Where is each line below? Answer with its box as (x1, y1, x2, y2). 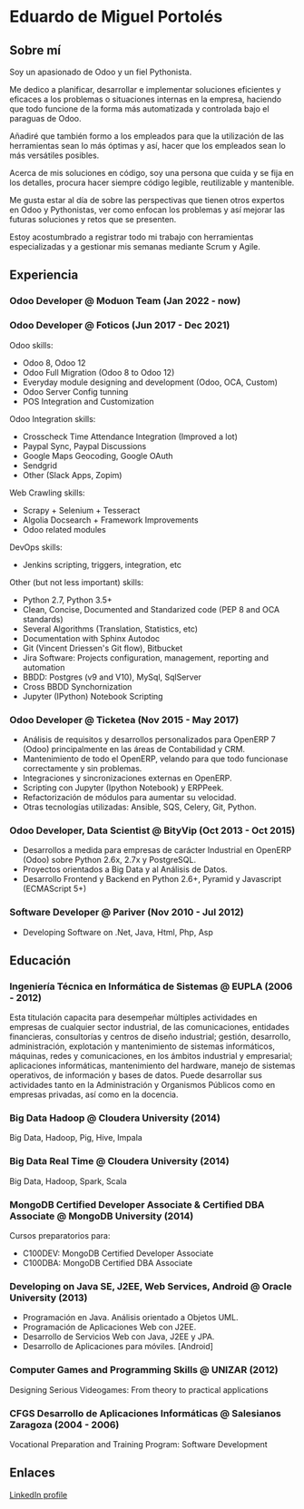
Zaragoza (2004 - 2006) (9, 1418, 120, 1431)
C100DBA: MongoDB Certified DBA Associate (22, 1258, 193, 1269)
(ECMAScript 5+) (22, 883, 87, 895)
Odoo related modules (22, 524, 106, 534)
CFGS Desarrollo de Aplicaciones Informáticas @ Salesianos (9, 1406, 281, 1419)
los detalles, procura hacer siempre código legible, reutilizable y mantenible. (9, 177, 295, 188)
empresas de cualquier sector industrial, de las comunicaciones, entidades (9, 1022, 290, 1033)
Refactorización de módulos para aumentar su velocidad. (22, 791, 237, 802)
